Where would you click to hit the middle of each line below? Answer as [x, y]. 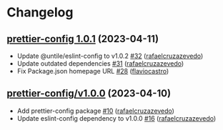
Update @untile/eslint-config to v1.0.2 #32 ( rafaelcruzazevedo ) [110, 56]
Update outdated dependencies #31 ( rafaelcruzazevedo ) [100, 64]
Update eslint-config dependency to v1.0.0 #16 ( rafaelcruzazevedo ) [117, 118]
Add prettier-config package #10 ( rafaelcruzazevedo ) [95, 111]
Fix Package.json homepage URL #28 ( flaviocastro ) [93, 71]
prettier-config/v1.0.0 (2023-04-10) [89, 94]
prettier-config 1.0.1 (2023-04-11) [83, 39]
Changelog [40, 12]
